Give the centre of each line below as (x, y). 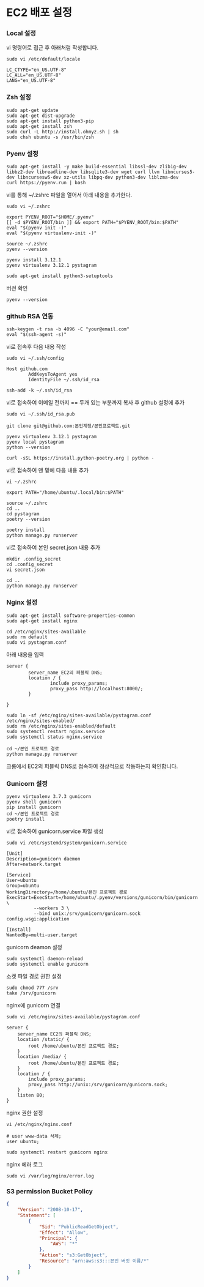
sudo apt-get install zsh (39, 126)
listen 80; (31, 1095)
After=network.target (34, 864)
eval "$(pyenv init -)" (37, 228)
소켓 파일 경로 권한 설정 (34, 976)
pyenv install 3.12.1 (34, 260)
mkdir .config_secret (34, 559)
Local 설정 (21, 33)
